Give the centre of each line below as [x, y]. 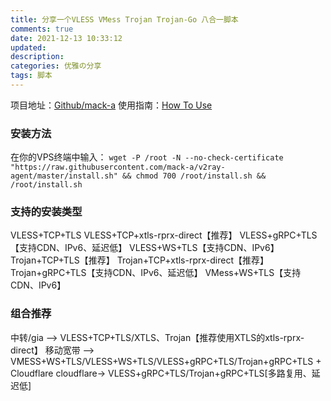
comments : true [42, 29]
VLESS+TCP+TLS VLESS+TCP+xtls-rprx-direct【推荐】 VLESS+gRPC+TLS [164, 235]
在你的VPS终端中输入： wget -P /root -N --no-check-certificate [147, 157]
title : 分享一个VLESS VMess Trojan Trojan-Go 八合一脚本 [124, 19]
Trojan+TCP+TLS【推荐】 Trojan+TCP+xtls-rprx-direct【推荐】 [139, 260]
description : [37, 57]
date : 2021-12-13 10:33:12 [66, 38]
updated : [28, 47]
